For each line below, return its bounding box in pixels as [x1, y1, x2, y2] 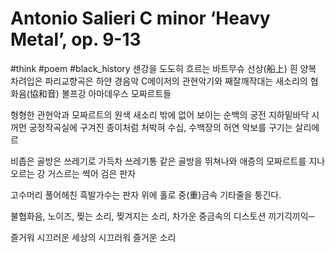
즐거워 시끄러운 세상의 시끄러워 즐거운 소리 [10, 231, 177, 243]
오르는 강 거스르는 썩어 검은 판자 [10, 167, 137, 179]
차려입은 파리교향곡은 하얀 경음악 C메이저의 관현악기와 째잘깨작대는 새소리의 [10, 75, 308, 87]
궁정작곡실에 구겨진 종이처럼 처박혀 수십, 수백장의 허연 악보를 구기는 [28, 121, 293, 133]
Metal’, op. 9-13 [10, 28, 142, 51]
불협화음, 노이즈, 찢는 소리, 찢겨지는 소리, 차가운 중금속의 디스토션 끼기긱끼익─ [10, 210, 315, 222]
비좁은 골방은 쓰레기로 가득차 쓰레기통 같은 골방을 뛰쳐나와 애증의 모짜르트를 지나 [10, 155, 326, 167]
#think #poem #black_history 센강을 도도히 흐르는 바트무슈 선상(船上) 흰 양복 [10, 62, 317, 74]
